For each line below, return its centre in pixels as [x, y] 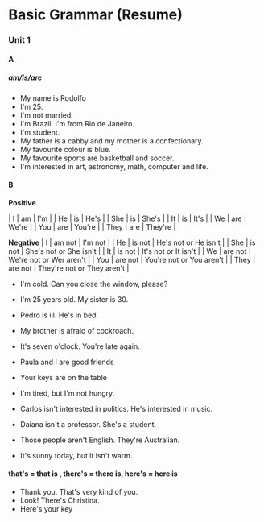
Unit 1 [19, 40]
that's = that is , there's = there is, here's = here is [93, 474]
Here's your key [46, 509]
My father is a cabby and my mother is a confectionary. [111, 141]
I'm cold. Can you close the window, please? [94, 284]
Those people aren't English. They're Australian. [100, 440]
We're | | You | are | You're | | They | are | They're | [92, 226]
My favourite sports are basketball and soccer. [97, 158]
